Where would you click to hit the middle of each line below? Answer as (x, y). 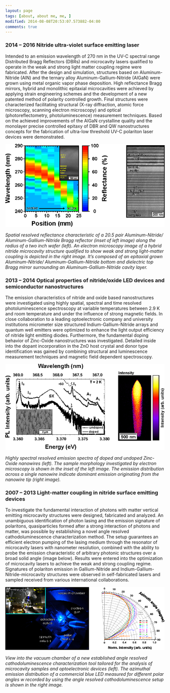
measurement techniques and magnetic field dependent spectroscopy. (79, 356)
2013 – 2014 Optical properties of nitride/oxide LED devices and (85, 280)
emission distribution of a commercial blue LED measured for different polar (85, 674)
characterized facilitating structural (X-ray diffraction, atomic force (75, 104)
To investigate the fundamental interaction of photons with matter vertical (82, 510)
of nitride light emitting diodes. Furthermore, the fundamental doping (77, 335)
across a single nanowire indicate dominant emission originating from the (82, 474)
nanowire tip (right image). (33, 479)
